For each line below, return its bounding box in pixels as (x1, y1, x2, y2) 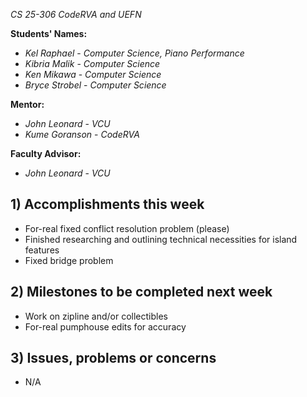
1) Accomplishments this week (10, 196, 205, 213)
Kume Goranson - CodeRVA (24, 129, 140, 140)
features (24, 244, 60, 256)
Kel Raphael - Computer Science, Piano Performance (24, 47, 245, 59)
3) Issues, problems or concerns (10, 350, 217, 367)
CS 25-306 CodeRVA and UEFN (10, 9, 142, 20)
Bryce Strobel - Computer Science (24, 79, 167, 91)
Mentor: (10, 99, 45, 110)
